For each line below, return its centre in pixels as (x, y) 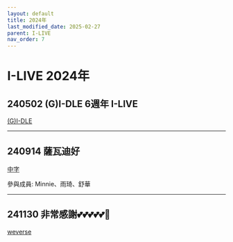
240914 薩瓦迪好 (44, 151)
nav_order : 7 (26, 40)
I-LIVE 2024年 (49, 76)
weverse (19, 232)
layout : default (31, 14)
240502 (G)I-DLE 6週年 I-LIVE (73, 104)
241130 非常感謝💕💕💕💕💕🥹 (59, 215)
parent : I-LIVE (29, 33)
